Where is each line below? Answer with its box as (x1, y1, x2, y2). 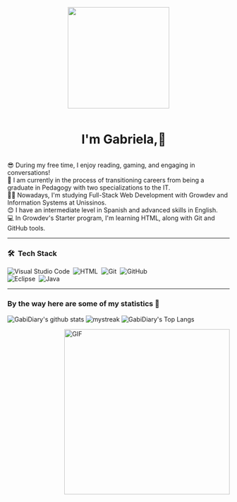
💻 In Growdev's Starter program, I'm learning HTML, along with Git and (7, 214, 215, 222)
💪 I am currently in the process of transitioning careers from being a (7, 176, 205, 184)
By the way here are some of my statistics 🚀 (7, 299, 160, 309)
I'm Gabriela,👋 (80, 131, 166, 147)
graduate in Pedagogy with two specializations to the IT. (7, 183, 171, 192)
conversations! (7, 168, 51, 176)
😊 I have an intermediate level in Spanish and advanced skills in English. (7, 205, 218, 214)
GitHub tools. (7, 224, 46, 232)
